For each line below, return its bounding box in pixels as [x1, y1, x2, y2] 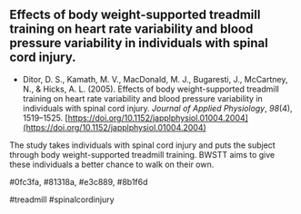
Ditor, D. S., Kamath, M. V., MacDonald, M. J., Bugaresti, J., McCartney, [22, 73, 288, 84]
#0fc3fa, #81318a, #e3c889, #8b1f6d [9, 176, 148, 187]
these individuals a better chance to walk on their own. [9, 159, 215, 170]
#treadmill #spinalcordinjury [9, 194, 115, 205]
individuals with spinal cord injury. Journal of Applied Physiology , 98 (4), [22, 102, 293, 113]
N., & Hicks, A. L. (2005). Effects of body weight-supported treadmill [22, 83, 279, 94]
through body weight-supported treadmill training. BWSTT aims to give [9, 149, 276, 160]
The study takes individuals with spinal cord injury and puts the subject [9, 140, 276, 151]
